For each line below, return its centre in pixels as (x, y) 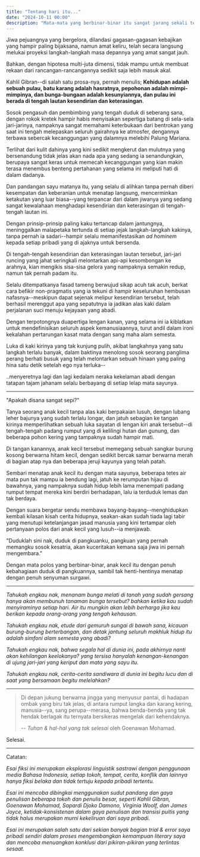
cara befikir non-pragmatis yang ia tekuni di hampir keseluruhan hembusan (98, 291)
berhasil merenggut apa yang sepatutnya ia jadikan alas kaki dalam (88, 304)
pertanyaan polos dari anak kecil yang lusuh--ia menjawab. (79, 529)
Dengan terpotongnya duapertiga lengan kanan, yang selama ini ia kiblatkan (99, 322)
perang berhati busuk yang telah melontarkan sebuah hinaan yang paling (96, 359)
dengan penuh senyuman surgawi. (49, 578)
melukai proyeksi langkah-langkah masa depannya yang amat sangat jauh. (98, 53)
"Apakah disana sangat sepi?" (43, 400)
